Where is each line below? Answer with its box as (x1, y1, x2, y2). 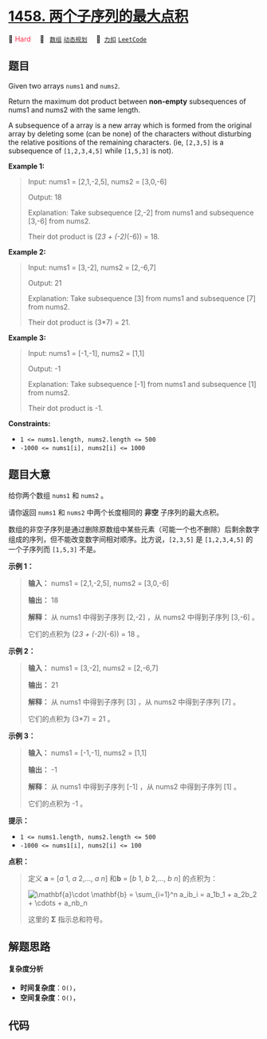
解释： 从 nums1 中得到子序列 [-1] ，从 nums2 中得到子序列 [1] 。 (27, 781, 241, 791)
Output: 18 (27, 192, 62, 202)
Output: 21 (27, 278, 62, 287)
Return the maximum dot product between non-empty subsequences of (8, 97, 246, 106)
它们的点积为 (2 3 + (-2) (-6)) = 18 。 (27, 629, 144, 638)
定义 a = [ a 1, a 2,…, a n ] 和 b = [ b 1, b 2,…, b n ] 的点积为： (27, 873, 218, 883)
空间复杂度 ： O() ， (19, 993, 80, 1002)
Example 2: (8, 247, 46, 256)
